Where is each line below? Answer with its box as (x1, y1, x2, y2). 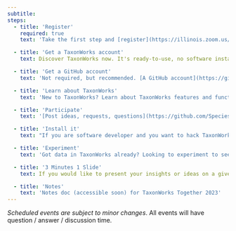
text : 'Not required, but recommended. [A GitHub (20, 74, 169, 81)
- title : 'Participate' (13, 106, 83, 113)
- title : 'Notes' (13, 183, 65, 190)
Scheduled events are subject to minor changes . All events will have (7, 209, 205, 217)
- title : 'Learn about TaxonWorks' (13, 87, 118, 94)
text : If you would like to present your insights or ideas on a (20, 170, 216, 177)
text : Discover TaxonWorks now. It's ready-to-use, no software (20, 55, 212, 63)
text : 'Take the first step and (20, 36, 114, 43)
